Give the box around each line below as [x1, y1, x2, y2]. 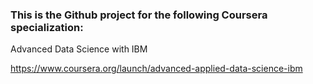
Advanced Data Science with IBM [10, 43, 148, 55]
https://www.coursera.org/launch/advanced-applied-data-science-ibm [10, 63, 303, 75]
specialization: [10, 20, 84, 34]
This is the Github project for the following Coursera [10, 8, 268, 22]
